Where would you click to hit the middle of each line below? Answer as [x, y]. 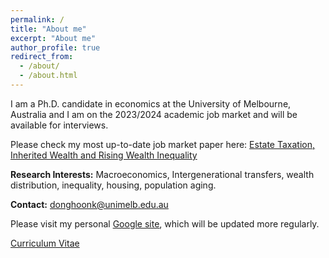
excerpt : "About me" [53, 38]
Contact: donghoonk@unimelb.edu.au [89, 204]
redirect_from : [42, 57]
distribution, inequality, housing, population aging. [113, 185]
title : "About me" [48, 29]
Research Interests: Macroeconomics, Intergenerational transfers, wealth [162, 174]
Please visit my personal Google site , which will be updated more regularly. [165, 223]
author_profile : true [55, 47]
